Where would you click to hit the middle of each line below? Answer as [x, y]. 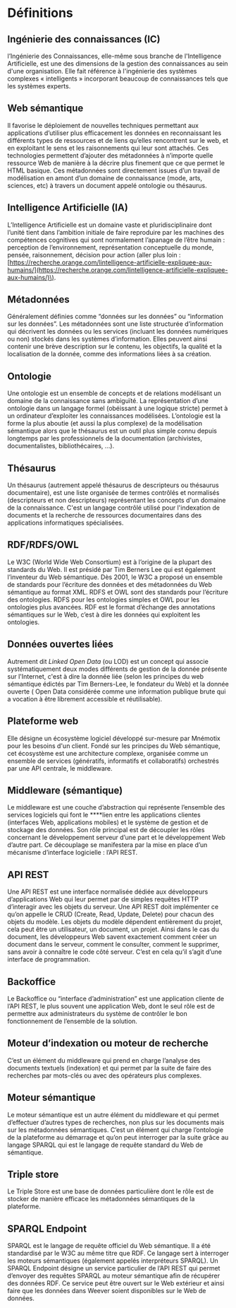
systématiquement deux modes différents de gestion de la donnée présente [117, 669]
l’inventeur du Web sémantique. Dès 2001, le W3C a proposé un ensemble [115, 577]
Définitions [41, 13]
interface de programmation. [49, 959]
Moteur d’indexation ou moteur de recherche [108, 1043]
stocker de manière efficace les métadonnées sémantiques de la [101, 1199]
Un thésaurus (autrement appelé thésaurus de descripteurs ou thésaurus [113, 485]
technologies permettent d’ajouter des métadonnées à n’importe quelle [110, 155]
